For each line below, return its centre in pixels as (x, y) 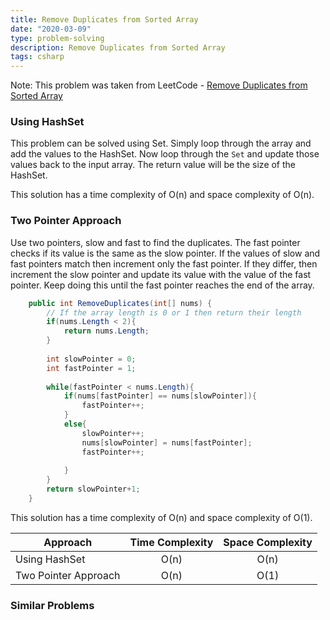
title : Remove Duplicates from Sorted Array (104, 19)
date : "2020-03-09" (51, 29)
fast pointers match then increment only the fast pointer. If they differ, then (164, 263)
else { (75, 424)
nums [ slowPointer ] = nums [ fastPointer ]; (167, 442)
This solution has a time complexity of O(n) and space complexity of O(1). (161, 517)
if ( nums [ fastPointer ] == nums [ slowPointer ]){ (160, 396)
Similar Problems (52, 605)
